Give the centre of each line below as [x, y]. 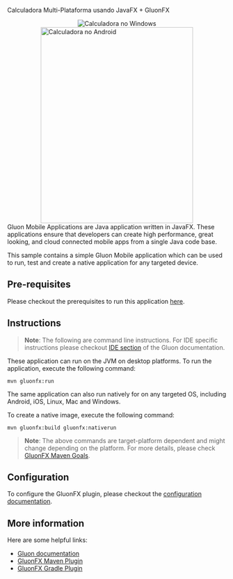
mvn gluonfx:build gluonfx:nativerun [62, 428]
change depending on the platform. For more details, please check [120, 448]
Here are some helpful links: [48, 540]
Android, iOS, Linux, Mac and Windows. [64, 401]
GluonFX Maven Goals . [57, 455]
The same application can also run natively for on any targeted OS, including [117, 394]
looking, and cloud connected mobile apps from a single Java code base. [112, 242]
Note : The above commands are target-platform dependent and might [124, 440]
